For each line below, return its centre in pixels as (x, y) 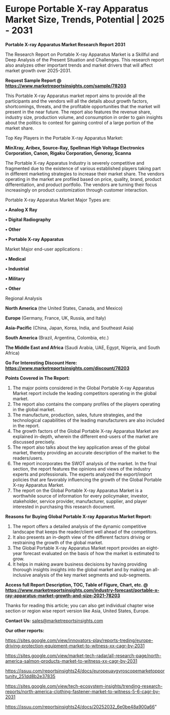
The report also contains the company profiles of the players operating (86, 404)
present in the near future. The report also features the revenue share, (78, 112)
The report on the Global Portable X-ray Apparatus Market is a (77, 490)
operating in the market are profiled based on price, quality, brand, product (83, 179)
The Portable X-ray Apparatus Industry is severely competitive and (75, 163)
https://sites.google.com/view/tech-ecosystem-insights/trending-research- (84, 686)
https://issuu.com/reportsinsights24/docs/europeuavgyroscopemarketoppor (85, 671)
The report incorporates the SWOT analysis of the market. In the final (84, 463)
